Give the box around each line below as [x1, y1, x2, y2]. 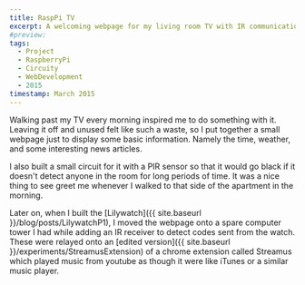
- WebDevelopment [17, 73, 84, 82]
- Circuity [17, 64, 59, 74]
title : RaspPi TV [9, 13, 75, 23]
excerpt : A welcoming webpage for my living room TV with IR [9, 22, 246, 31]
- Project [17, 47, 54, 56]
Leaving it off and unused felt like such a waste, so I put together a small [9, 123, 280, 134]
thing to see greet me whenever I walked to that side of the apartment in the [9, 180, 294, 191]
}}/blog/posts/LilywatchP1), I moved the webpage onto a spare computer [9, 217, 281, 228]
